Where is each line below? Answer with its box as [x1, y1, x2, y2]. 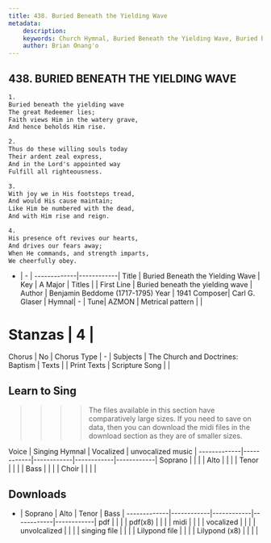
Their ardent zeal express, [8, 152, 103, 161]
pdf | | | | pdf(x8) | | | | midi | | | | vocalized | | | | [98, 517, 256, 527]
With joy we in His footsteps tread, [8, 190, 135, 198]
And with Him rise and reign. [8, 212, 110, 220]
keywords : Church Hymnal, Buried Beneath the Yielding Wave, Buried [23, 34, 258, 43]
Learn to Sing [8, 384, 77, 398]
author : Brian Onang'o [23, 42, 99, 50]
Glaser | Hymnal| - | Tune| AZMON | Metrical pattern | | [19, 297, 203, 307]
